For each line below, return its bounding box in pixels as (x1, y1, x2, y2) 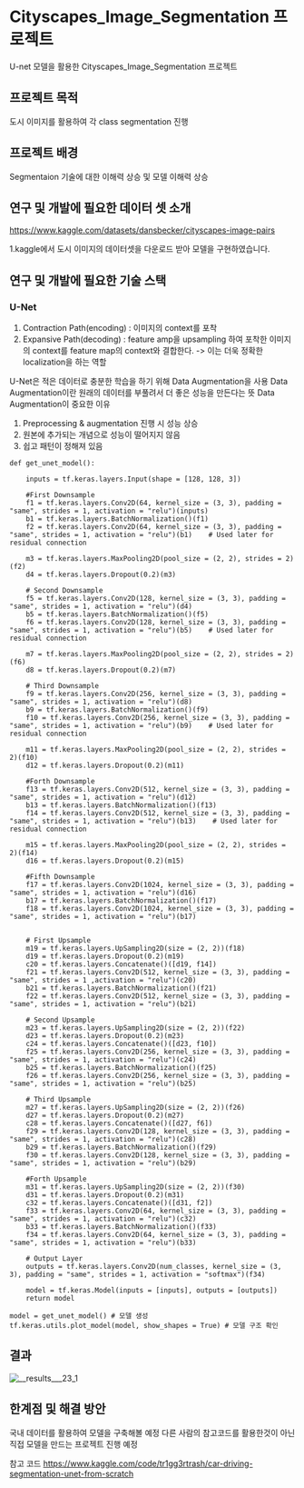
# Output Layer (25, 1254, 83, 1263)
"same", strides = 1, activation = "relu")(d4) (9, 602, 193, 612)
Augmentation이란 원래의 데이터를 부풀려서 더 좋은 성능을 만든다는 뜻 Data (9, 387, 275, 398)
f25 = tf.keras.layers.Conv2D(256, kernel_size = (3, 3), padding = (25, 1047, 290, 1057)
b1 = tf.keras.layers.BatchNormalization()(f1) (25, 514, 209, 524)
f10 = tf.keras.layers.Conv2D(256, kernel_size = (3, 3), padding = (25, 714, 290, 723)
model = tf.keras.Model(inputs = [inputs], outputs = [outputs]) (25, 1286, 279, 1295)
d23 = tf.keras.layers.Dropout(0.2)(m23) (25, 1032, 184, 1041)
